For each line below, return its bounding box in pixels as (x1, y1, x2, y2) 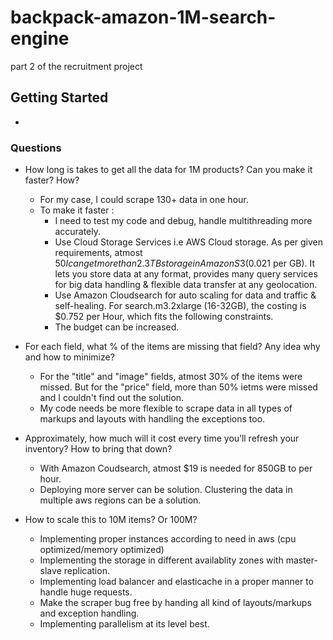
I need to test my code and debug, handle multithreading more (54, 215, 313, 227)
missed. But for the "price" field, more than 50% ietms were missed (39, 381, 318, 393)
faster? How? (24, 174, 80, 186)
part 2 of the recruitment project (10, 60, 143, 72)
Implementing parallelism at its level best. (39, 618, 210, 630)
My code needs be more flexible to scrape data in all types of (39, 402, 293, 415)
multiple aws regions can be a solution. (39, 494, 202, 506)
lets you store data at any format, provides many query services (54, 268, 318, 280)
